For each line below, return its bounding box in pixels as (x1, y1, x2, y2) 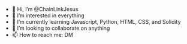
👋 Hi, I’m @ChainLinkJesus (11, 6, 79, 12)
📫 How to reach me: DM (11, 32, 74, 38)
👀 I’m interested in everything (11, 12, 85, 19)
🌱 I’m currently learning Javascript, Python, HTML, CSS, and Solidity (11, 18, 181, 25)
